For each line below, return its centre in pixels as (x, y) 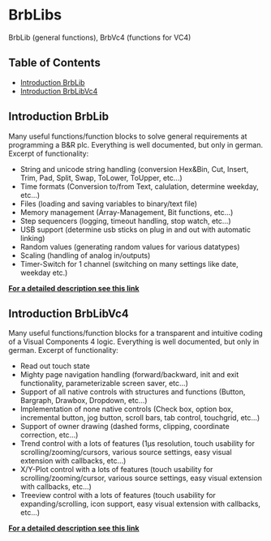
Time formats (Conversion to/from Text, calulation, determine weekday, (140, 186)
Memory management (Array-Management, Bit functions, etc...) (127, 212)
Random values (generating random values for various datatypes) (130, 247)
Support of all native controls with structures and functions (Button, (133, 392)
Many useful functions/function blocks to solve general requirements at (128, 136)
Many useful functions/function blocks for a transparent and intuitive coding (136, 333)
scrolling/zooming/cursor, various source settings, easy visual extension (141, 478)
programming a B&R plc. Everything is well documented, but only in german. (136, 144)
